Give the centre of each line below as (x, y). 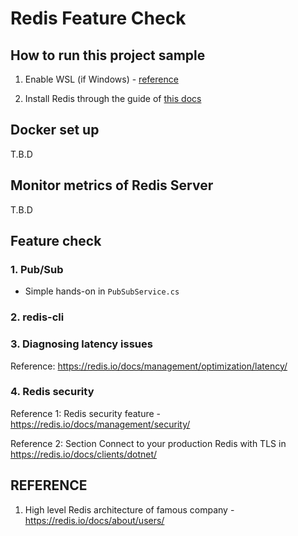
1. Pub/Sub (37, 269)
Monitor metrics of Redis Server (112, 185)
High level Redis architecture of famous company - (129, 509)
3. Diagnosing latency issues (81, 344)
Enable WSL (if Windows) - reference (101, 79)
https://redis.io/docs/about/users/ (94, 520)
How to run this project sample (108, 55)
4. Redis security (52, 392)
